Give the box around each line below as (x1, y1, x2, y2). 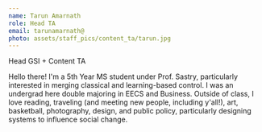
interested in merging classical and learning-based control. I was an (8, 80, 234, 90)
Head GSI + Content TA (8, 56, 86, 66)
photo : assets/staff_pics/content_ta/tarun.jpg (8, 34, 172, 43)
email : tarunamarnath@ (8, 27, 85, 35)
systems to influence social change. (8, 114, 128, 125)
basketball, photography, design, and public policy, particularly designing (8, 106, 252, 116)
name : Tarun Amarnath (8, 11, 81, 20)
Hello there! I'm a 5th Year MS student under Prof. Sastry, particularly (8, 72, 239, 81)
